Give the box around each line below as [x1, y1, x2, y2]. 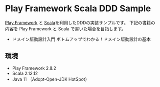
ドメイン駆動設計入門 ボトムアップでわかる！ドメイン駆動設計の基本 [12, 36, 151, 42]
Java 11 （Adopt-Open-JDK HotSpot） [12, 76, 90, 82]
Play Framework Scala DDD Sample [5, 3, 151, 14]
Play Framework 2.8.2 [12, 65, 56, 71]
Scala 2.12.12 [12, 70, 38, 76]
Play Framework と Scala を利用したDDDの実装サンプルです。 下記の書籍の [5, 20, 156, 25]
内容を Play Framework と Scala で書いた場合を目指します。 [5, 25, 126, 32]
